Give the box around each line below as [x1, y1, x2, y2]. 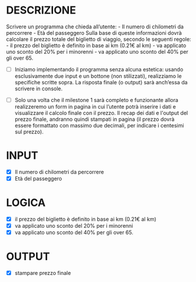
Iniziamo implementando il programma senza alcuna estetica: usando [14, 65, 184, 73]
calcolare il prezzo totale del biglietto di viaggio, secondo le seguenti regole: [6, 35, 191, 42]
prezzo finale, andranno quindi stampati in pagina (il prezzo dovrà [14, 116, 175, 123]
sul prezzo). [14, 128, 44, 136]
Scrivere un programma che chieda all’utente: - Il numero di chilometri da [6, 23, 184, 30]
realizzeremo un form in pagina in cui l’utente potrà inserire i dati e [14, 103, 176, 110]
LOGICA [6, 196, 46, 209]
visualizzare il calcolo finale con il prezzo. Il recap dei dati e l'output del [14, 110, 188, 117]
